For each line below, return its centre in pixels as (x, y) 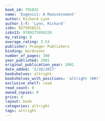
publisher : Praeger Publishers (37, 46)
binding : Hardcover (25, 51)
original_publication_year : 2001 (40, 65)
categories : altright (27, 106)
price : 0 (14, 97)
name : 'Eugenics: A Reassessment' (41, 14)
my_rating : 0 (19, 38)
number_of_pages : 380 (27, 56)
